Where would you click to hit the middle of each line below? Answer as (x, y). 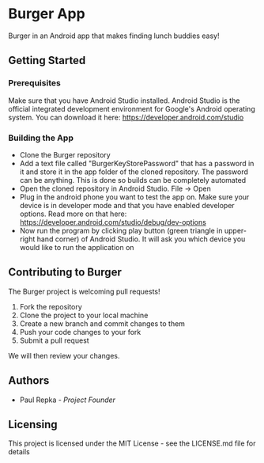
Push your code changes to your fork (80, 332)
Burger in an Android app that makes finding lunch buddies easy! (114, 36)
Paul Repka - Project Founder (68, 400)
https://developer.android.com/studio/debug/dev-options (113, 222)
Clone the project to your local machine (84, 315)
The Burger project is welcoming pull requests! (84, 291)
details (19, 452)
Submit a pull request (54, 340)
